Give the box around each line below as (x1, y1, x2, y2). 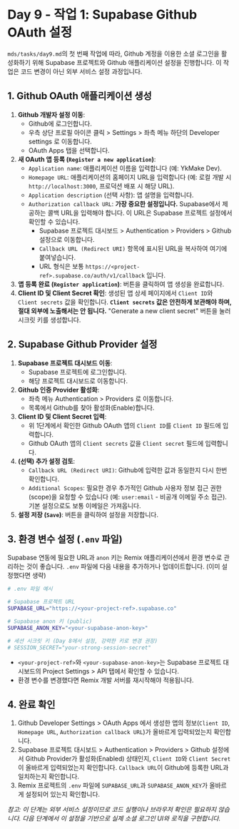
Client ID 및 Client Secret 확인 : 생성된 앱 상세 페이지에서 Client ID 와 (17, 288, 213, 297)
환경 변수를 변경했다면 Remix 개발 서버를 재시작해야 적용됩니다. (17, 676, 194, 684)
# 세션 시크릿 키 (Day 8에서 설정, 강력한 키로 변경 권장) (7, 637, 158, 644)
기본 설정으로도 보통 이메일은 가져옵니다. (28, 501, 141, 510)
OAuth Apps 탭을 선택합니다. (28, 146, 110, 154)
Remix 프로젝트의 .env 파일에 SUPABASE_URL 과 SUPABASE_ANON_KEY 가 (17, 781, 208, 790)
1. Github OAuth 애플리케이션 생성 (7, 90, 152, 102)
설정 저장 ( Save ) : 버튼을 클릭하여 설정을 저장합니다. (17, 510, 159, 519)
